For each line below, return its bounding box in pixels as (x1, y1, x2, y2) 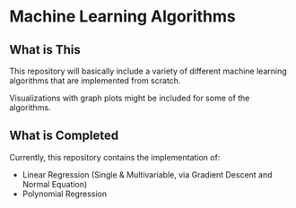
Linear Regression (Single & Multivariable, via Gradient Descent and (22, 169, 273, 180)
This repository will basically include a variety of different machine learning (9, 65, 287, 76)
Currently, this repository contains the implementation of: (9, 152, 221, 162)
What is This (9, 42, 81, 57)
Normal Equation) (22, 178, 88, 189)
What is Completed (9, 128, 119, 143)
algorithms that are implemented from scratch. (9, 75, 181, 86)
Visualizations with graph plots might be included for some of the (9, 92, 250, 103)
